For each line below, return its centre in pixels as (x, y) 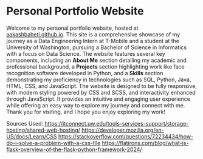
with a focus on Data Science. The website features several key (86, 53)
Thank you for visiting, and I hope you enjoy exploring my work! (86, 112)
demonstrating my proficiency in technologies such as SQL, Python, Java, (99, 79)
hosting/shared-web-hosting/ (43, 130)
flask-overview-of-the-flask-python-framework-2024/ (74, 149)
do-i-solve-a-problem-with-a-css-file (53, 143)
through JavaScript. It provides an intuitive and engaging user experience (98, 99)
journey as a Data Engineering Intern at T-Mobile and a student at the (93, 41)
